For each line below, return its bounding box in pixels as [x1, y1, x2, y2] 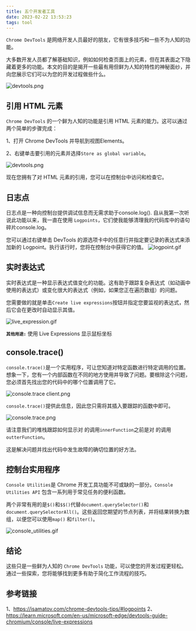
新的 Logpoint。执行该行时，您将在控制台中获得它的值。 [11, 244, 147, 250]
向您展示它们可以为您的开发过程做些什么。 [6, 71, 109, 78]
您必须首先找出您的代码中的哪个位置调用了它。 [6, 378, 119, 385]
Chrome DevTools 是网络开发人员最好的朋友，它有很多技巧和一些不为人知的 [6, 36, 185, 43]
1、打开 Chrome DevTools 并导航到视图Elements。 [6, 137, 128, 144]
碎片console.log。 [6, 224, 50, 230]
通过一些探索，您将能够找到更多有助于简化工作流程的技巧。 [6, 570, 150, 577]
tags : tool [6, 19, 33, 25]
